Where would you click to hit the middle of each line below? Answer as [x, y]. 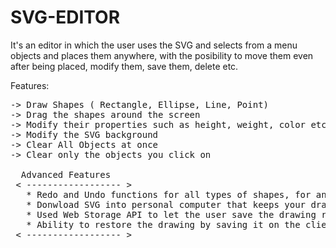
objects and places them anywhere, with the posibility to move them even [162, 55]
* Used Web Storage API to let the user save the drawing [171, 214]
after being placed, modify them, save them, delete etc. [124, 66]
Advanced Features [66, 174]
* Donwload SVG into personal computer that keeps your [166, 204]
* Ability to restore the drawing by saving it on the [163, 224]
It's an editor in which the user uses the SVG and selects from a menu [154, 45]
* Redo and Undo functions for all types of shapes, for [169, 194]
